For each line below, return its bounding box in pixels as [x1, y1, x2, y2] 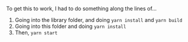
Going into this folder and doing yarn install [14, 23, 127, 30]
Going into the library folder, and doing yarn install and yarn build [14, 17, 183, 23]
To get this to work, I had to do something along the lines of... [6, 5, 157, 12]
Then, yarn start [14, 29, 58, 36]
